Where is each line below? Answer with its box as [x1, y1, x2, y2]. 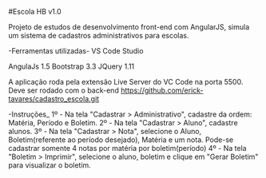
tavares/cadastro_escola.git [8, 94, 100, 103]
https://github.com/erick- [121, 85, 204, 95]
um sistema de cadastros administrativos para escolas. [8, 31, 189, 40]
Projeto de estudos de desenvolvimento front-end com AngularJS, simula [8, 22, 250, 31]
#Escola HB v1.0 [8, 7, 62, 16]
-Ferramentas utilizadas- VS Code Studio [8, 46, 144, 55]
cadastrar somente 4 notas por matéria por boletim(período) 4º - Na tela [8, 144, 247, 152]
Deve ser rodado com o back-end [8, 85, 120, 95]
